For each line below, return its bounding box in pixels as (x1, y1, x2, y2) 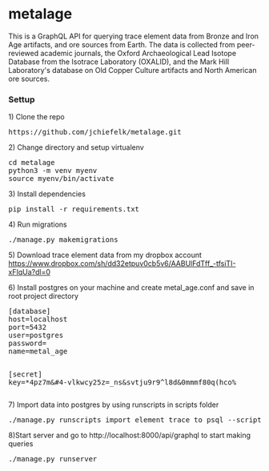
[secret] (8, 370, 42, 379)
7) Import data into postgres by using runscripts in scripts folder (8, 400, 219, 409)
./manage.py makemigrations (8, 235, 118, 244)
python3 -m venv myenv (8, 166, 98, 175)
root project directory (8, 292, 78, 301)
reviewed (8, 48, 39, 58)
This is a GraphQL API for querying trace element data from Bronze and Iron (8, 31, 259, 41)
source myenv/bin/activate (8, 174, 114, 183)
